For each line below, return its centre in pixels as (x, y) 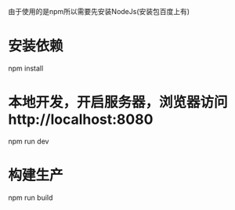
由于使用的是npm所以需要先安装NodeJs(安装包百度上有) (99, 11)
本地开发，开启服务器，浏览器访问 (118, 102)
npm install (26, 68)
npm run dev (29, 141)
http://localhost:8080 (81, 119)
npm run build (31, 197)
